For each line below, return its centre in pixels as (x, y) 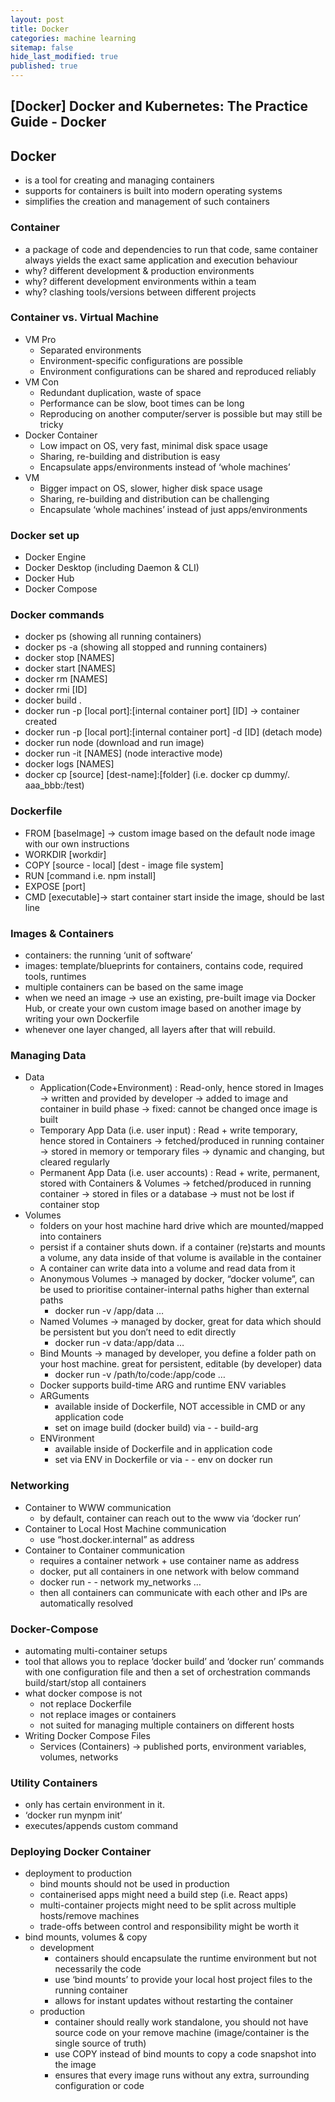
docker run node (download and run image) (114, 743)
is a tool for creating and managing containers (119, 180)
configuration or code (99, 2086)
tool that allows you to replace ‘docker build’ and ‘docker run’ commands (174, 1661)
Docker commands (57, 615)
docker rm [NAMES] (66, 679)
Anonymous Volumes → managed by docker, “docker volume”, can (177, 1279)
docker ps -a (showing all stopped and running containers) (146, 647)
